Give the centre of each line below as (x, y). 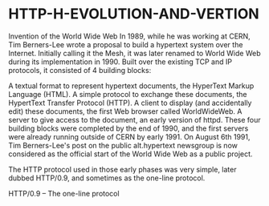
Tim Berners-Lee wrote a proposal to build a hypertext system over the (126, 44)
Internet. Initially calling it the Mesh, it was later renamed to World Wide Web (134, 53)
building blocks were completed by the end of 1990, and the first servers (128, 128)
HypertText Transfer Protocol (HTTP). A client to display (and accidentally (130, 103)
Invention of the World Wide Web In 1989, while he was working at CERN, (129, 36)
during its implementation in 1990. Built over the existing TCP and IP (120, 62)
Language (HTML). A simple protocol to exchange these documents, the (128, 94)
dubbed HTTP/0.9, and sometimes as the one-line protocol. (107, 178)
